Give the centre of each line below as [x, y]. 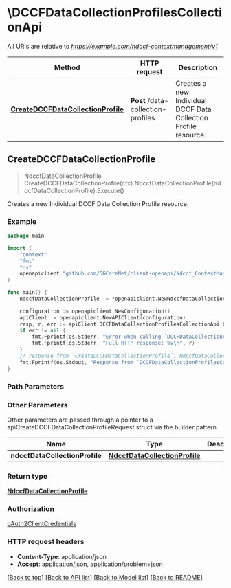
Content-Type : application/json [62, 556]
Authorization [31, 509]
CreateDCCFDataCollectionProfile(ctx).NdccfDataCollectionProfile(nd [122, 183]
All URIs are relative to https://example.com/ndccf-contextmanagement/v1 [112, 46]
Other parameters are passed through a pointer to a [80, 420]
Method [67, 67]
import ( [20, 248]
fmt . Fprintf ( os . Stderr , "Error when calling [97, 337]
